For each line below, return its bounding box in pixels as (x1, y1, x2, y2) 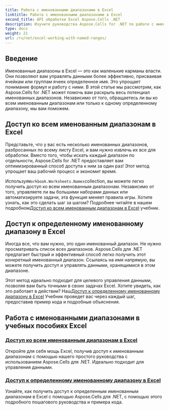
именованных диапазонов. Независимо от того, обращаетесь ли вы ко (5, 95, 158, 101)
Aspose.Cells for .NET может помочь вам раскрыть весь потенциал (5, 89, 150, 95)
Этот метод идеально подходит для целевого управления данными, (5, 278, 152, 284)
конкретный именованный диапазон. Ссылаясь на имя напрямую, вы (5, 257, 155, 263)
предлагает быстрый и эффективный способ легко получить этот (5, 251, 146, 258)
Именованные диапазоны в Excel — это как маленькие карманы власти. (5, 68, 162, 74)
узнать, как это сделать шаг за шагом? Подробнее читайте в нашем (5, 199, 152, 205)
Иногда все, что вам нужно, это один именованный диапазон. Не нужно (5, 241, 161, 247)
